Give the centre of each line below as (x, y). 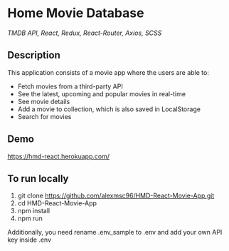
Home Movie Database (76, 13)
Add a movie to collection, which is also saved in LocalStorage (109, 109)
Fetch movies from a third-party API (70, 86)
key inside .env (30, 240)
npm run (30, 218)
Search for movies (44, 116)
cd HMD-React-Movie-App (57, 203)
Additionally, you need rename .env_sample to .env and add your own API (115, 232)
